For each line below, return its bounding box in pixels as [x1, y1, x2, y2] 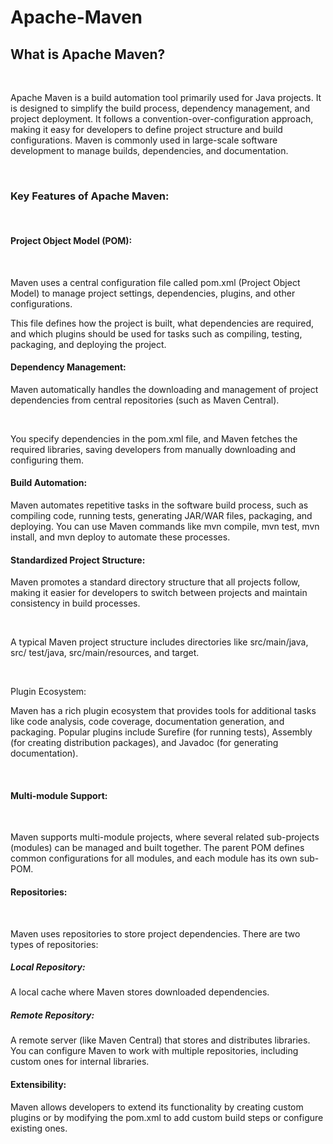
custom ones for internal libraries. [10, 1056, 150, 1068]
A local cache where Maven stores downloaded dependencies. [10, 986, 270, 998]
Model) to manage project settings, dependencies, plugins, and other [10, 287, 296, 299]
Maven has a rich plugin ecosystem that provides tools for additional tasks [10, 705, 317, 717]
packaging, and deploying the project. [10, 338, 167, 350]
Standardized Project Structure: [10, 554, 146, 566]
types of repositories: [10, 938, 99, 950]
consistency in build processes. [10, 597, 141, 610]
